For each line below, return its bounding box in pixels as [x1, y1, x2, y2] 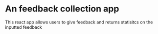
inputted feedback [5, 24, 43, 30]
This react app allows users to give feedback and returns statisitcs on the [5, 19, 153, 25]
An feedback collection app [5, 3, 119, 14]
